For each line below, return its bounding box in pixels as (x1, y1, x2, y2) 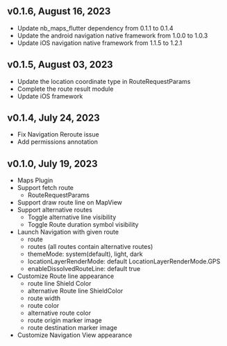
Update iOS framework (17, 92, 83, 100)
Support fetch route (17, 184, 74, 192)
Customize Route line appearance (17, 272, 115, 280)
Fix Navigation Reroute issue (17, 130, 99, 139)
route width (27, 294, 61, 302)
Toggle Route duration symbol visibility (27, 220, 139, 229)
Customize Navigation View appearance (17, 331, 133, 339)
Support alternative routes (17, 206, 92, 214)
